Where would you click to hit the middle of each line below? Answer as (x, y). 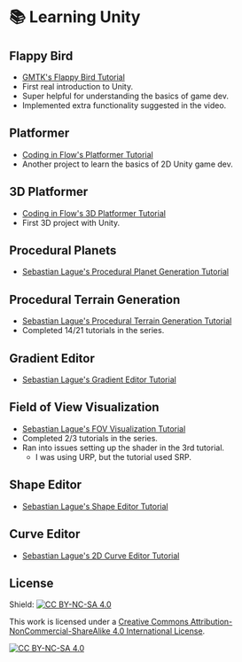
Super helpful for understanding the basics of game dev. (125, 96)
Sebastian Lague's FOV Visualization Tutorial (104, 428)
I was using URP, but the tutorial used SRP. (113, 456)
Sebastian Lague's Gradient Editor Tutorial (99, 380)
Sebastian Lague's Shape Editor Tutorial (95, 506)
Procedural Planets (63, 250)
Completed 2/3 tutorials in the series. (90, 438)
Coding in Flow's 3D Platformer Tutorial (94, 213)
